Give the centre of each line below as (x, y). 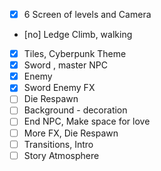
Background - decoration (75, 110)
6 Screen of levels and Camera (87, 14)
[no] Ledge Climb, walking (78, 35)
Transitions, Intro (58, 144)
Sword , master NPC (65, 65)
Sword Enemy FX (59, 88)
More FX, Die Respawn (71, 133)
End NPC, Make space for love (87, 121)
